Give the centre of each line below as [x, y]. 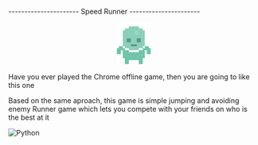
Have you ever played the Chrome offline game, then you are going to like [129, 77]
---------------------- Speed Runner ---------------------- [104, 11]
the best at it [29, 117]
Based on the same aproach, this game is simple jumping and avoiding [124, 101]
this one [21, 85]
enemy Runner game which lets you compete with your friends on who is [128, 109]
